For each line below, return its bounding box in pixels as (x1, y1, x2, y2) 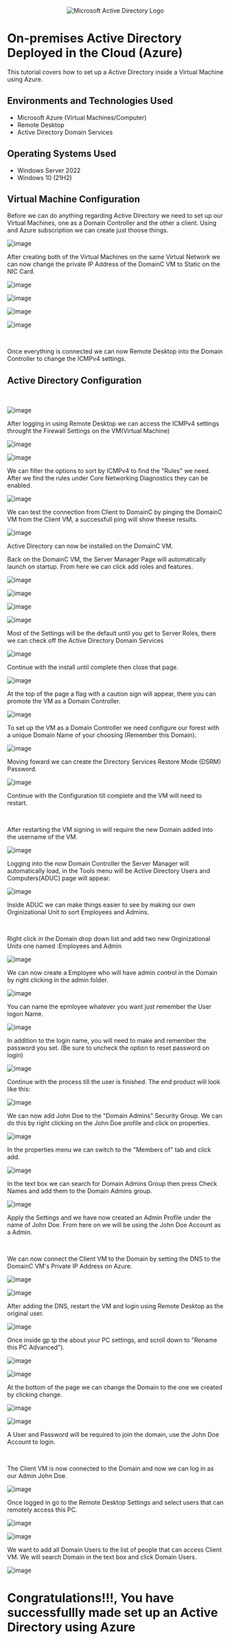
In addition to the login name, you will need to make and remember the (7, 1037, 207, 1045)
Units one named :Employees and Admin (7, 942, 122, 950)
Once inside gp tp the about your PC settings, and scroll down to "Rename (7, 1336, 218, 1344)
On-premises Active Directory (7, 31, 182, 46)
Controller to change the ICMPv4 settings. (7, 355, 126, 363)
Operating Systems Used (7, 148, 117, 159)
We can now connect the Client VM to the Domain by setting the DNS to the (7, 1255, 221, 1263)
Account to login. (7, 1438, 56, 1446)
